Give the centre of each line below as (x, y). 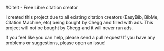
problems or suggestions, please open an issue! (56, 43)
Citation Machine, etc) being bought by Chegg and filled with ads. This (79, 22)
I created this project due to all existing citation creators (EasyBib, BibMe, (82, 17)
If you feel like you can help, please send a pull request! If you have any (80, 38)
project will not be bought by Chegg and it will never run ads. (69, 28)
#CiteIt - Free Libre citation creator (42, 7)
